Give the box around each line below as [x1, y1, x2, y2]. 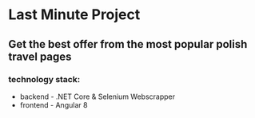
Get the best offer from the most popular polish [8, 37, 248, 51]
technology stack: [8, 73, 81, 85]
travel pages [8, 49, 72, 63]
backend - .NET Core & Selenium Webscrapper [19, 92, 176, 101]
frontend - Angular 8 [19, 100, 88, 109]
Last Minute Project [8, 6, 141, 24]
